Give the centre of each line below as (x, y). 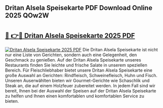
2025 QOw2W (27, 16)
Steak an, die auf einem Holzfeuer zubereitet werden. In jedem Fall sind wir (80, 86)
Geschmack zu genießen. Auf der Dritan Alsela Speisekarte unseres (73, 60)
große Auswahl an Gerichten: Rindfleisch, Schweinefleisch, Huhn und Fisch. (81, 75)
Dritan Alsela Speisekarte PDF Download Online (79, 8)
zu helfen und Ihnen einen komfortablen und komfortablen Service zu (75, 96)
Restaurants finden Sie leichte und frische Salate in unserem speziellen (76, 65)
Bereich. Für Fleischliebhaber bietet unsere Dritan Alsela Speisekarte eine (79, 70)
